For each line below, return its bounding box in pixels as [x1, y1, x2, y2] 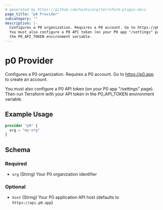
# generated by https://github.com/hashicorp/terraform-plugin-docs [5, 7, 147, 12]
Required [5, 160, 27, 167]
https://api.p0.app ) [12, 200, 53, 206]
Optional [5, 183, 26, 190]
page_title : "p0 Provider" [5, 12, 60, 17]
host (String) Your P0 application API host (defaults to [12, 194, 119, 200]
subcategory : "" [5, 16, 38, 21]
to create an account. [5, 76, 48, 82]
